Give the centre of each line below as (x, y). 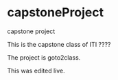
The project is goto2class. (44, 57)
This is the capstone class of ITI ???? (59, 44)
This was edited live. (36, 71)
